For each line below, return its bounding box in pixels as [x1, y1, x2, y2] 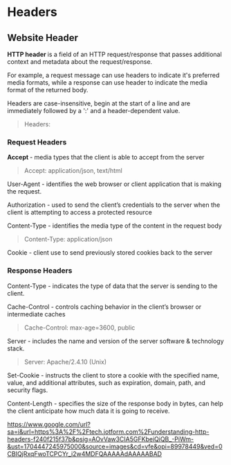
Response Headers [7, 266, 73, 276]
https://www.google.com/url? [7, 420, 91, 428]
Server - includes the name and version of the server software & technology [7, 337, 224, 345]
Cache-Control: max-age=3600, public [24, 323, 136, 332]
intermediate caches [7, 310, 66, 318]
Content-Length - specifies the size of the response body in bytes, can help [7, 399, 223, 407]
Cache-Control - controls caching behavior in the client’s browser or [7, 303, 202, 311]
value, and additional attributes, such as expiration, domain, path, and [7, 378, 206, 387]
